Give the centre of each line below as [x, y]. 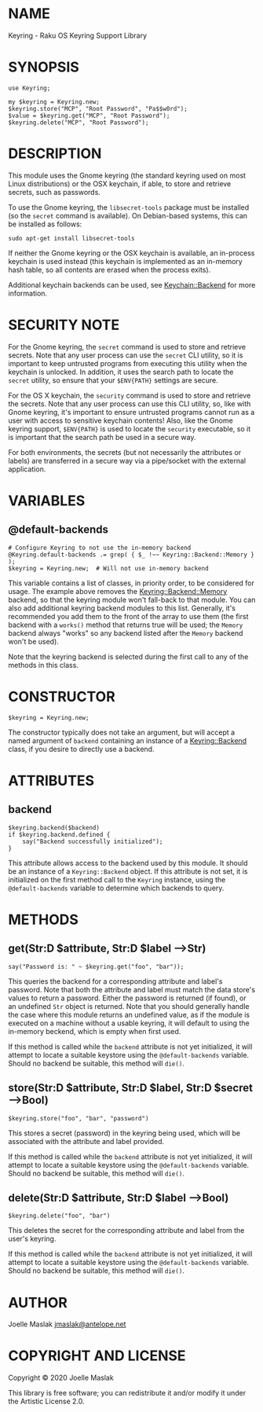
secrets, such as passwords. [54, 192]
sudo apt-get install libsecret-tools [71, 238]
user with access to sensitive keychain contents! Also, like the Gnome [121, 420]
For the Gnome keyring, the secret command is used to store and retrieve [127, 347]
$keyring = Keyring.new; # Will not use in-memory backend [109, 568]
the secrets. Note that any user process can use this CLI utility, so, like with [130, 403]
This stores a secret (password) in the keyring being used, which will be [124, 1133]
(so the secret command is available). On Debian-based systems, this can [128, 215]
